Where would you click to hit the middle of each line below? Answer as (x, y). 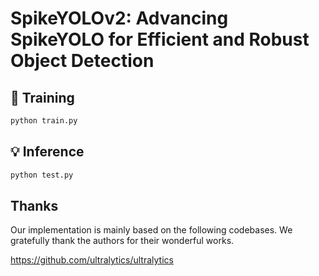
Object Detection (82, 61)
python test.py (42, 175)
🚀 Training (42, 97)
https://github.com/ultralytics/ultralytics (92, 260)
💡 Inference (47, 152)
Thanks (34, 205)
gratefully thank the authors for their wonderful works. (122, 241)
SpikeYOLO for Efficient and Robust (160, 39)
